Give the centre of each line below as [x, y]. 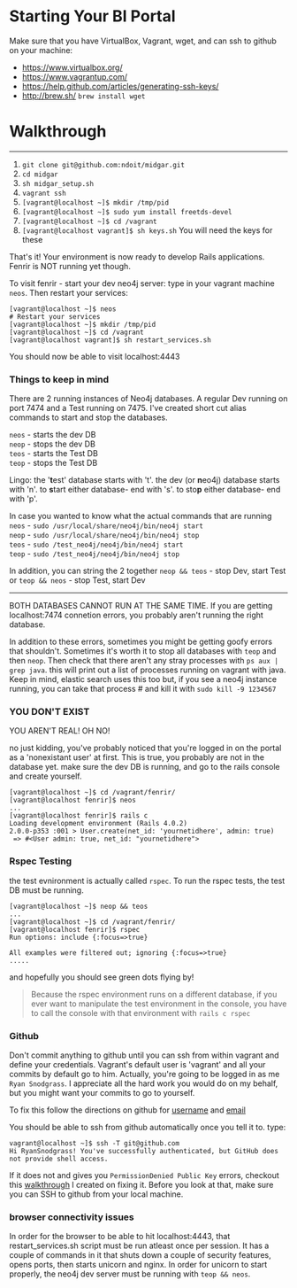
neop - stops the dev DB [52, 444]
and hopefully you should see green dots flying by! [102, 977]
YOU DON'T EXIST [49, 712]
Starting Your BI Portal [92, 16]
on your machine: [41, 50]
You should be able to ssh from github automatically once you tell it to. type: [148, 1128]
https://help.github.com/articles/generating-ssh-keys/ [120, 86]
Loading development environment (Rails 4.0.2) [99, 824]
